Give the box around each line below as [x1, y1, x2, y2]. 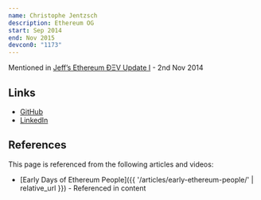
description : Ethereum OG [8, 19, 94, 27]
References [8, 138, 67, 152]
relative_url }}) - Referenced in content [19, 183, 146, 193]
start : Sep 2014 [8, 26, 62, 34]
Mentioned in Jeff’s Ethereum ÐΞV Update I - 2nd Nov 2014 [8, 63, 205, 72]
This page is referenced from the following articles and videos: [8, 160, 214, 169]
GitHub [19, 106, 44, 116]
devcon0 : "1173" [8, 41, 62, 49]
